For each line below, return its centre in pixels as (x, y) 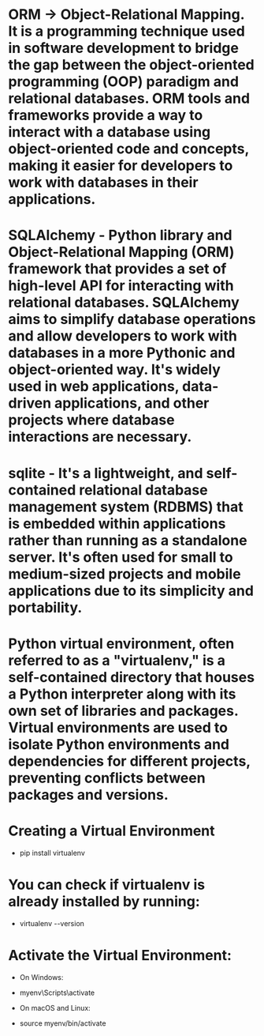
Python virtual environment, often (121, 644)
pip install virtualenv (52, 853)
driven (30, 403)
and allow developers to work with (123, 336)
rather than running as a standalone (128, 540)
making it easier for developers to (121, 166)
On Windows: (41, 977)
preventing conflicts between (107, 778)
